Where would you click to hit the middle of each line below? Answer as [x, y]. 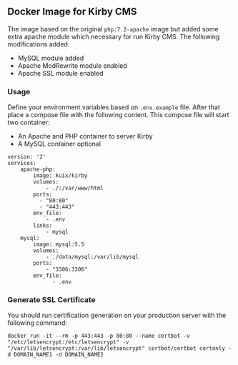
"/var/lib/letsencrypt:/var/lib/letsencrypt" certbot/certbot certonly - [120, 349]
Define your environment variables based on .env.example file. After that [114, 107]
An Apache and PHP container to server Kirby [85, 136]
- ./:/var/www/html [74, 189]
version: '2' [27, 157]
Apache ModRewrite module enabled [72, 65]
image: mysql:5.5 [59, 245]
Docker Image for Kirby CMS [72, 12]
